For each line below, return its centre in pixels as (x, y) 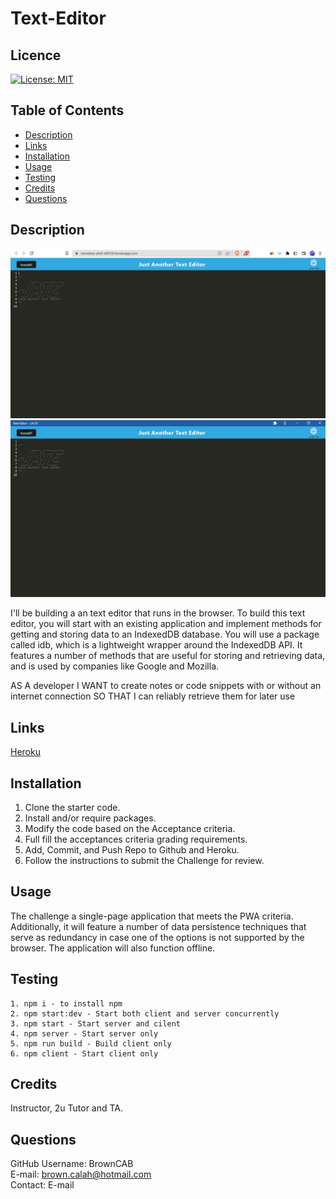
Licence (36, 55)
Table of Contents (67, 110)
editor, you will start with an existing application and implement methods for (166, 624)
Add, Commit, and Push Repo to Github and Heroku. (132, 849)
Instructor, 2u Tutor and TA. (67, 1108)
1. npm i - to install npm (66, 1003)
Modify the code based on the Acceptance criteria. (130, 828)
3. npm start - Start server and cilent (96, 1023)
